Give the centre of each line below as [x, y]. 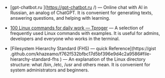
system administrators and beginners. [50, 70]
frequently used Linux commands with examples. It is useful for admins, [85, 33]
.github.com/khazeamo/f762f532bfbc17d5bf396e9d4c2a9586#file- [81, 54]
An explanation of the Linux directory [107, 59]
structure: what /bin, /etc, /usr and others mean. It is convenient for [80, 65]
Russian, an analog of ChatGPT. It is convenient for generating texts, [81, 13]
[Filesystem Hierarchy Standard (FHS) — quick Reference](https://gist [83, 48]
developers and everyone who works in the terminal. [65, 38]
